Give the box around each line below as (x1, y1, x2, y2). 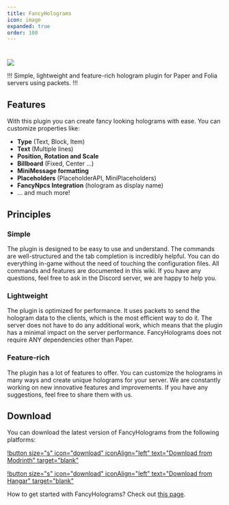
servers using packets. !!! (7, 79, 79, 87)
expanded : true (7, 23, 51, 30)
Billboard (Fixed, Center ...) (16, 159, 94, 168)
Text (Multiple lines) (16, 145, 74, 153)
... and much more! (16, 189, 70, 197)
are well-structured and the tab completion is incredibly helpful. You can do (7, 252, 220, 260)
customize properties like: (7, 124, 80, 132)
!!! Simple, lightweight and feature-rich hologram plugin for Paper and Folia (7, 71, 217, 80)
